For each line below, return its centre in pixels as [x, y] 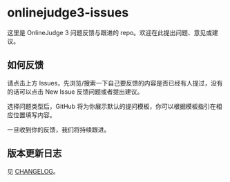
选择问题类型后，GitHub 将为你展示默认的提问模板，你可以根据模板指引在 [112, 106]
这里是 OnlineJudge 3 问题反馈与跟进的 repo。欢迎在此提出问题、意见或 [110, 32]
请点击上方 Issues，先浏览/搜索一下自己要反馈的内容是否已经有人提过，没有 [115, 83]
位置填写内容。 [34, 114]
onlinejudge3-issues [68, 13]
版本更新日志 [35, 153]
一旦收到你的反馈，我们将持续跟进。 [59, 130]
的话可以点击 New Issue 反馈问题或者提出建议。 [75, 92]
